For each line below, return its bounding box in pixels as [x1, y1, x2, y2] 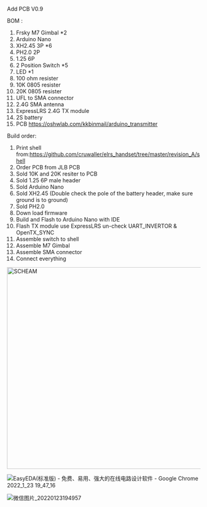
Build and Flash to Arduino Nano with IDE [15, 216, 120, 223]
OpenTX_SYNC [15, 229, 55, 236]
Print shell [15, 144, 42, 151]
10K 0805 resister [15, 81, 61, 88]
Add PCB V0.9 [7, 6, 44, 12]
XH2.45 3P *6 [15, 42, 52, 49]
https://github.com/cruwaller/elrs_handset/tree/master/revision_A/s [29, 150, 200, 158]
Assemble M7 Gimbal [15, 242, 70, 249]
